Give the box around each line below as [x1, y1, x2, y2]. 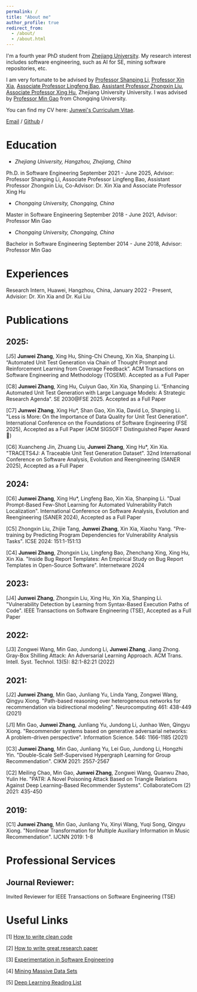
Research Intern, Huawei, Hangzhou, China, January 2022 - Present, [6, 287, 173, 294]
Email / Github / [6, 118, 44, 124]
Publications [6, 314, 69, 327]
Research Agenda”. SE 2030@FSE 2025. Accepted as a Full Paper [6, 395, 166, 402]
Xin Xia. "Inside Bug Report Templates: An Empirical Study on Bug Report [6, 555, 183, 562]
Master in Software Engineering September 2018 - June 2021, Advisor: [6, 211, 178, 218]
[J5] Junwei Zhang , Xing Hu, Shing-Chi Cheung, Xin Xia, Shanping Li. [6, 352, 176, 360]
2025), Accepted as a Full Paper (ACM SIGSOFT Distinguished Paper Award [6, 425, 190, 432]
